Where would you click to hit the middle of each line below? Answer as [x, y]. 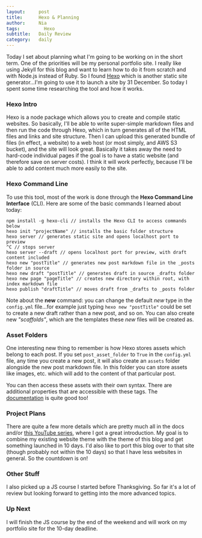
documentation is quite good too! [47, 397]
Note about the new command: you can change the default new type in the [99, 300]
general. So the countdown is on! [47, 458]
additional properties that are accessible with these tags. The [82, 391]
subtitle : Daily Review [38, 34]
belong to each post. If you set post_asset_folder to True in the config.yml [99, 354]
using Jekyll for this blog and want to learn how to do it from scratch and [96, 69]
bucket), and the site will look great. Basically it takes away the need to [94, 149]
